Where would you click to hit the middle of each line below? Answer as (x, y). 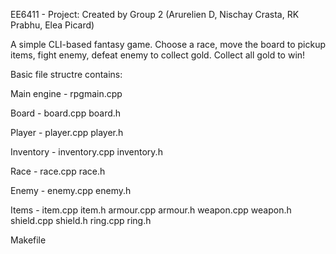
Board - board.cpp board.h (66, 113)
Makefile (28, 240)
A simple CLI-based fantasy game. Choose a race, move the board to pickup (168, 44)
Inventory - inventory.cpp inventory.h (86, 152)
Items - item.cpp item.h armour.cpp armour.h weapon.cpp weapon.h (151, 210)
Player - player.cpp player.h (67, 132)
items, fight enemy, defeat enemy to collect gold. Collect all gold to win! (158, 55)
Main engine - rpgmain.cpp (66, 93)
